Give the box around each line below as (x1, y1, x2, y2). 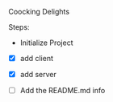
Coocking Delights (8, 7, 70, 16)
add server (19, 70, 56, 80)
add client (19, 54, 54, 63)
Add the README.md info (19, 86, 106, 96)
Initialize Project (19, 38, 73, 47)
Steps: (8, 22, 30, 31)
